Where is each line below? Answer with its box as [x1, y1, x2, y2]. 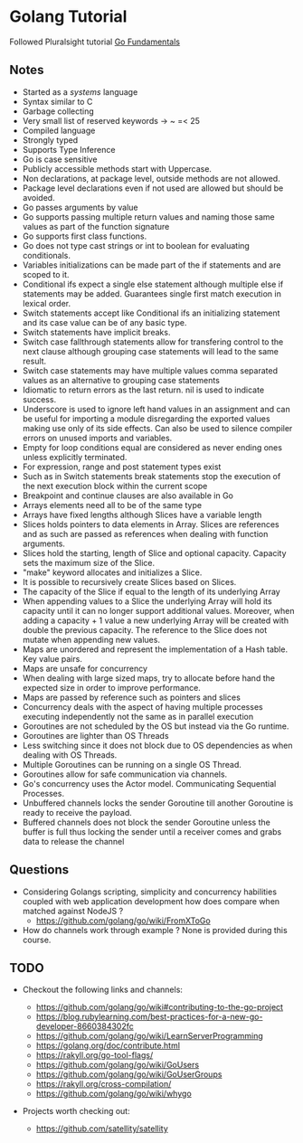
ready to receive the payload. [22, 807, 133, 817]
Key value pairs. [22, 653, 83, 664]
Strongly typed [22, 134, 79, 146]
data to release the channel [22, 836, 125, 846]
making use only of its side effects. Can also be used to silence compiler [22, 422, 293, 433]
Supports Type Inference [22, 144, 116, 155]
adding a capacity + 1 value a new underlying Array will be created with [22, 615, 289, 626]
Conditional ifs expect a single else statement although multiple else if [22, 279, 284, 289]
